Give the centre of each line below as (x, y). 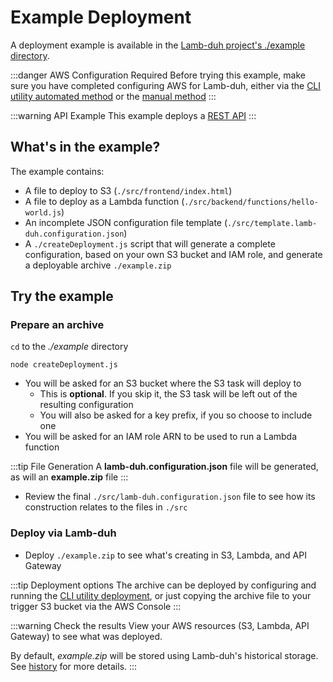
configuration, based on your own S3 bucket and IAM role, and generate (173, 254)
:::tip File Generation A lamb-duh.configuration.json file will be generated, (164, 467)
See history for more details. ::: (74, 666)
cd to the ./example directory (69, 347)
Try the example (62, 296)
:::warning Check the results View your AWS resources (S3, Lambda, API (160, 625)
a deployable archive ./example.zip (98, 265)
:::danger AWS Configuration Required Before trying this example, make (158, 75)
